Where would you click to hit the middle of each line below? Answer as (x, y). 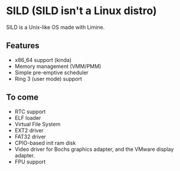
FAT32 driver (30, 136)
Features (23, 46)
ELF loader (28, 118)
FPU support (30, 162)
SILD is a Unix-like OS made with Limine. (55, 27)
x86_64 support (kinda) (43, 60)
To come (22, 98)
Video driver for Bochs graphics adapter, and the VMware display (94, 149)
